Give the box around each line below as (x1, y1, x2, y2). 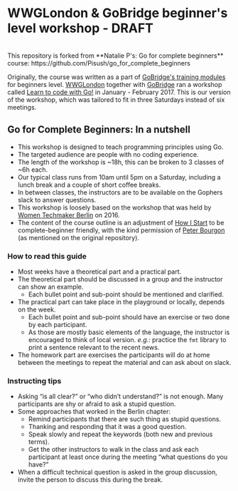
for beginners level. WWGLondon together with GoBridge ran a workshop (7, 80, 222, 88)
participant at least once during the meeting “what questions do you (28, 453, 228, 461)
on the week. (17, 305, 56, 314)
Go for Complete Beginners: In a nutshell (7, 123, 190, 136)
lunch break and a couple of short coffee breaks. (17, 180, 161, 189)
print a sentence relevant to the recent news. (28, 343, 160, 352)
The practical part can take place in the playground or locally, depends (17, 298, 225, 306)
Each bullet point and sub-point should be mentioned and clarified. (28, 290, 224, 299)
